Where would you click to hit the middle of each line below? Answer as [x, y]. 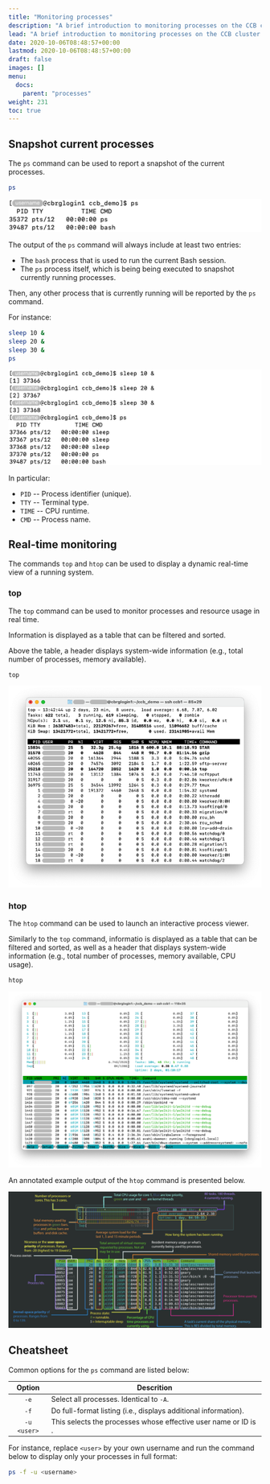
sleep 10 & [27, 333]
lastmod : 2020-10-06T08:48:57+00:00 [70, 51]
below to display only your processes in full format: [93, 1457]
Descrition [154, 1387]
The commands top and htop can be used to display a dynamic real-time [129, 564]
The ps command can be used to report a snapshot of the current [117, 163]
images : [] [27, 68]
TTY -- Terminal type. [55, 502]
